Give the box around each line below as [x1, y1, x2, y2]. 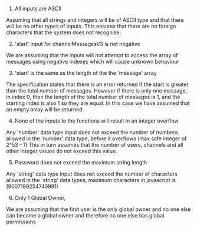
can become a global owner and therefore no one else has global [6, 212, 165, 219]
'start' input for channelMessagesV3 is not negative [14, 41, 140, 47]
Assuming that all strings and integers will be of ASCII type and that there [6, 16, 184, 23]
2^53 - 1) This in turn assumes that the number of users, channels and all [6, 141, 183, 148]
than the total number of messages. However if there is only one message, [6, 87, 188, 94]
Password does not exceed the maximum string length [14, 159, 147, 166]
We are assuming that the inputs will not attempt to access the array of [6, 52, 178, 58]
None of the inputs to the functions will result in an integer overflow [14, 117, 179, 124]
